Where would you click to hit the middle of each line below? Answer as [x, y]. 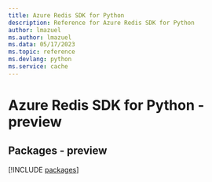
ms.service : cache [38, 67]
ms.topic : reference [42, 52]
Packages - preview [58, 151]
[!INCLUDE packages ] [44, 169]
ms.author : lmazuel [40, 37]
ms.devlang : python [40, 60]
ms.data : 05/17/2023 [42, 45]
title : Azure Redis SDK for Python [66, 15]
